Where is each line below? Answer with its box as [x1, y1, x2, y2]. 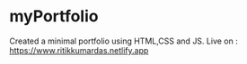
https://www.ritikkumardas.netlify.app [9, 44, 149, 55]
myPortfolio [9, 6, 99, 27]
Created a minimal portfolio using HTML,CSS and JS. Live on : [9, 36, 238, 46]
